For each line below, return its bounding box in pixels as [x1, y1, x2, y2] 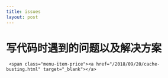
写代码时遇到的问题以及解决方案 [6, 41, 162, 55]
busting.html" [6, 66, 41, 73]
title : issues [6, 8, 41, 15]
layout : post [6, 14, 38, 20]
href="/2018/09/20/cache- [96, 61, 160, 67]
